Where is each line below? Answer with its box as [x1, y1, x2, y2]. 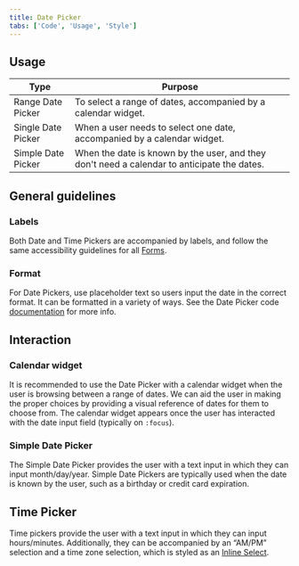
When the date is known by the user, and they [74, 147, 267, 160]
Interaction [9, 332, 72, 348]
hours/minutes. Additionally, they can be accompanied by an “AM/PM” [9, 537, 267, 548]
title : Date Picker [9, 12, 82, 22]
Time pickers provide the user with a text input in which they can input [9, 528, 267, 539]
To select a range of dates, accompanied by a [74, 95, 265, 108]
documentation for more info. [9, 307, 117, 317]
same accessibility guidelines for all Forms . [9, 245, 167, 255]
